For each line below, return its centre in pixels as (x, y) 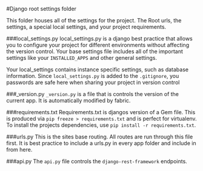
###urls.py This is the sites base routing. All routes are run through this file (100, 137)
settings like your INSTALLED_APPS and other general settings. (82, 58)
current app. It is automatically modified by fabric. (68, 100)
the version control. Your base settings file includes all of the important (95, 51)
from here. (19, 150)
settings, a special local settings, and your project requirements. (86, 27)
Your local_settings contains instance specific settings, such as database (98, 69)
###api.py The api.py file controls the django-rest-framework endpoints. (97, 161)
